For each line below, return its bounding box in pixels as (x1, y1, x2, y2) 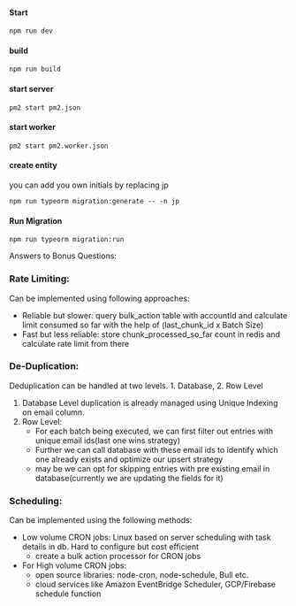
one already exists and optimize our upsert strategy (34, 454, 224, 464)
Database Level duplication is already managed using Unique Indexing (21, 397, 278, 408)
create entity (9, 160, 57, 171)
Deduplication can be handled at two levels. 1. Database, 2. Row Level (9, 380, 263, 391)
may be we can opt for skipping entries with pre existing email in (34, 463, 270, 473)
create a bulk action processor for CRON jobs (34, 551, 201, 562)
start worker (9, 122, 56, 133)
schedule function (34, 588, 102, 599)
